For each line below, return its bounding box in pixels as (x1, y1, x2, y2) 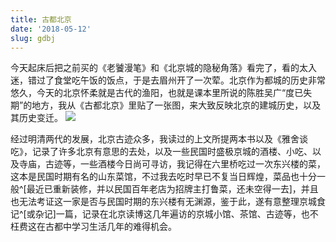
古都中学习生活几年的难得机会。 (44, 221, 177, 233)
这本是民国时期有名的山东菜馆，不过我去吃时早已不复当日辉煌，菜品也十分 (10, 171, 317, 183)
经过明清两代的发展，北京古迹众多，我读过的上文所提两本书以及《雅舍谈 (10, 133, 308, 145)
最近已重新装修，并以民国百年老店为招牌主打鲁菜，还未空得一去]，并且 (26, 183, 319, 195)
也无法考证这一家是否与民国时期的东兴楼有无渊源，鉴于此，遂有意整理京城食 (10, 196, 326, 208)
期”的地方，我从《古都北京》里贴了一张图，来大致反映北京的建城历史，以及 (10, 99, 322, 111)
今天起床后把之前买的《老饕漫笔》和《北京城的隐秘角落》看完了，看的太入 (10, 62, 317, 74)
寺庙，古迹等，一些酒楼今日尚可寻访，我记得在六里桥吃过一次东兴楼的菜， (18, 158, 326, 170)
